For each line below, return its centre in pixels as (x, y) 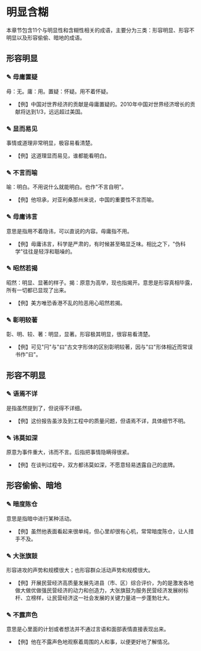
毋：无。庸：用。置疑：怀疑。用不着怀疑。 (59, 91)
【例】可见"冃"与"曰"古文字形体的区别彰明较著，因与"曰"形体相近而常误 (104, 347)
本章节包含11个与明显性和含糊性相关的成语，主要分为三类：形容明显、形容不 (100, 30)
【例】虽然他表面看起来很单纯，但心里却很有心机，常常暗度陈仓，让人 (102, 531)
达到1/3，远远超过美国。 (55, 111)
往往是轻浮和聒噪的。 (49, 251)
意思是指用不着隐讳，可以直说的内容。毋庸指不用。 (69, 231)
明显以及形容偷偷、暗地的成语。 (46, 37)
